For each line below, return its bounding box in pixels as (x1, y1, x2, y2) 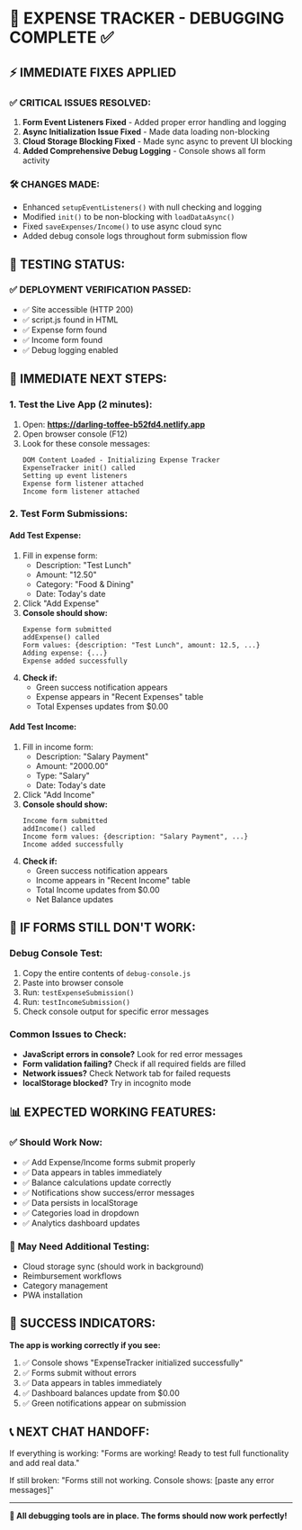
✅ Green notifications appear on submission (22, 1398, 187, 1408)
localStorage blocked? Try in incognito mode (22, 1077, 191, 1088)
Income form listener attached (22, 486, 140, 496)
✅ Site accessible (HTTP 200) (22, 303, 134, 314)
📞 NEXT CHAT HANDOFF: (9, 1425, 150, 1440)
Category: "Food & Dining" (35, 578, 135, 589)
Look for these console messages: (22, 438, 151, 448)
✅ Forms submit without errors (22, 1367, 137, 1378)
